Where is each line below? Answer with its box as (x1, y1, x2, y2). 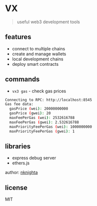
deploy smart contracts (12, 61, 59, 67)
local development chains (12, 56, 64, 62)
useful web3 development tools (16, 19, 80, 25)
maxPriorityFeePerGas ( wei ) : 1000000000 (9, 124, 92, 129)
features (5, 33, 32, 41)
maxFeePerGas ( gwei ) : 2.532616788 (9, 119, 79, 125)
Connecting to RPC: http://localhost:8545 (5, 97, 92, 102)
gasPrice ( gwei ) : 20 (9, 111, 51, 116)
